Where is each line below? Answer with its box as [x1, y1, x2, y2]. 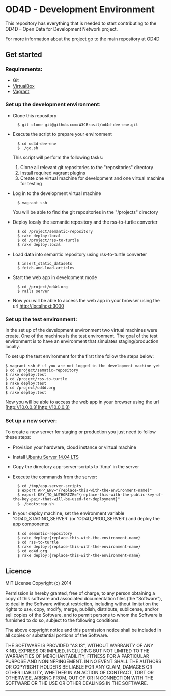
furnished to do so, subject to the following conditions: [5, 617, 120, 623]
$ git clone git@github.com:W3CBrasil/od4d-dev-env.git [17, 122, 138, 127]
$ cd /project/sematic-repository [5, 368, 79, 373]
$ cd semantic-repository [17, 531, 72, 536]
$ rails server [17, 289, 50, 294]
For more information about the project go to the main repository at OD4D [5, 36, 160, 42]
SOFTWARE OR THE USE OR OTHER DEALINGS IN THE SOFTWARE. [5, 680, 148, 686]
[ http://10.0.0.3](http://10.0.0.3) [5, 404, 70, 410]
